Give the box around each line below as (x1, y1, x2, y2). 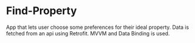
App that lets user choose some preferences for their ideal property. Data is (6, 24, 189, 31)
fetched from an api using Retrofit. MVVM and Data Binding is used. (6, 29, 170, 37)
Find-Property (6, 4, 78, 18)
